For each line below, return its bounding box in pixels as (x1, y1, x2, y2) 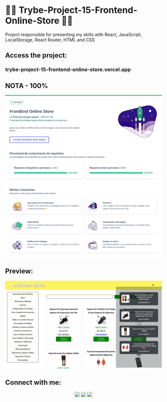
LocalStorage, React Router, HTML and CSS (5, 37, 95, 43)
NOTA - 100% (5, 82, 48, 90)
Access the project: (5, 51, 67, 60)
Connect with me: (5, 378, 62, 387)
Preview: (5, 267, 33, 276)
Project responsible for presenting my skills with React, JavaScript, (5, 31, 142, 37)
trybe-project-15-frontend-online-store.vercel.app (5, 66, 131, 73)
